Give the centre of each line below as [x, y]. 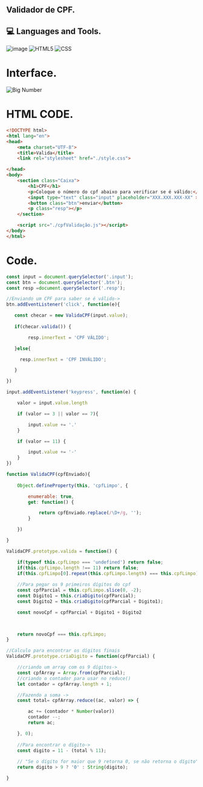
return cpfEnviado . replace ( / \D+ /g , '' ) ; [90, 513]
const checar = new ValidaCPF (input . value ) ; [71, 316]
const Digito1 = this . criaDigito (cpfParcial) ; [77, 596]
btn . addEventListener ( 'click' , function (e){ [63, 304]
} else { [23, 349]
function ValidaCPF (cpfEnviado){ [48, 474]
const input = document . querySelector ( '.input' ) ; [70, 277]
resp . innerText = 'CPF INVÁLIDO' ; [63, 359]
